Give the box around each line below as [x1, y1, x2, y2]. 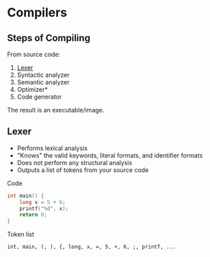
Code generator [16, 93, 62, 101]
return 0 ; [19, 211, 48, 219]
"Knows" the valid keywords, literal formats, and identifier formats [16, 151, 203, 159]
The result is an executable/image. [7, 106, 105, 114]
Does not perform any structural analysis [16, 158, 133, 167]
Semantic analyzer [16, 78, 70, 86]
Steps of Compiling [7, 32, 91, 44]
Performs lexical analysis [16, 144, 88, 152]
